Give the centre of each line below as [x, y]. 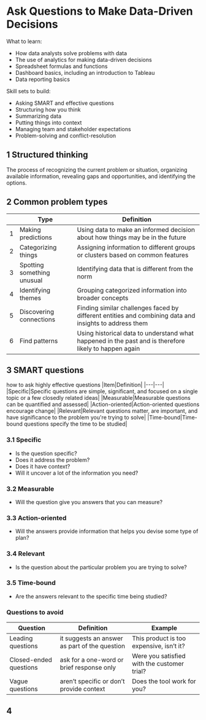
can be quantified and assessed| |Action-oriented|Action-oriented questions [103, 404]
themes [30, 297]
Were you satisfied [158, 656]
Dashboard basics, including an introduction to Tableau [85, 72]
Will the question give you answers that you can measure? [89, 502]
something [35, 272]
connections [37, 319]
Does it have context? [43, 466]
